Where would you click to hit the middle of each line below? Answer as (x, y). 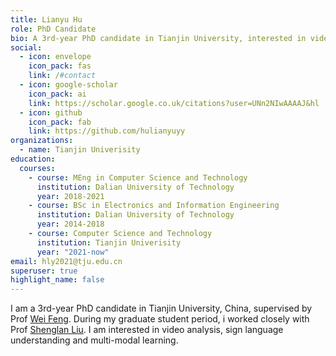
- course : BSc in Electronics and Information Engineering (154, 206)
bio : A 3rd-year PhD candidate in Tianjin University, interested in (158, 38)
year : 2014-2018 (70, 224)
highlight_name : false (57, 280)
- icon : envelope (55, 57)
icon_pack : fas (60, 66)
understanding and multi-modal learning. (94, 340)
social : (26, 47)
